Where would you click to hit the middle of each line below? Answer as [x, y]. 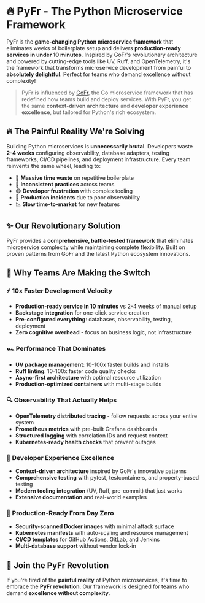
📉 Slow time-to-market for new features [68, 204]
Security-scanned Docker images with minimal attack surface [95, 526]
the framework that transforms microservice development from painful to [99, 67]
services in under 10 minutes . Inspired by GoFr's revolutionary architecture [102, 55]
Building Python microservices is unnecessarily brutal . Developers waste [100, 146]
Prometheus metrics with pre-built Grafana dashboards [86, 429]
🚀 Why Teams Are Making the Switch [78, 273]
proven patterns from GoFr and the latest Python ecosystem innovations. [98, 253]
